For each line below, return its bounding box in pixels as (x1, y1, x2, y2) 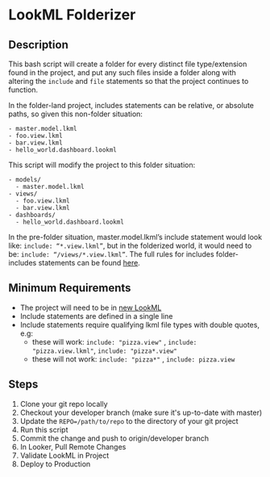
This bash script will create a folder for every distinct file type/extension (8, 59, 247, 69)
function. (8, 85, 39, 94)
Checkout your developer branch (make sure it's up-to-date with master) (19, 408, 263, 417)
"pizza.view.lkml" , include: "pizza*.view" (31, 345, 177, 355)
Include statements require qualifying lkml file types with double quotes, (19, 320, 260, 329)
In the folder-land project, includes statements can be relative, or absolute (8, 101, 254, 110)
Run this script (19, 425, 69, 434)
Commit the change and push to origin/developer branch (19, 433, 210, 443)
